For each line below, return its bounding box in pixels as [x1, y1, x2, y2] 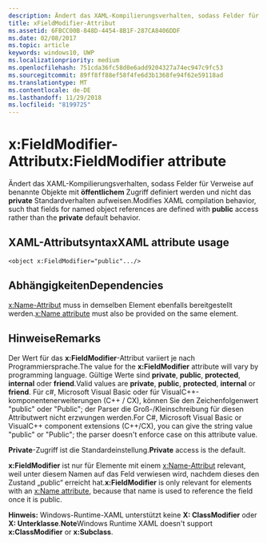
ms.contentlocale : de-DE [8, 86, 91, 94]
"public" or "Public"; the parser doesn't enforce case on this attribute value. [8, 429, 258, 439]
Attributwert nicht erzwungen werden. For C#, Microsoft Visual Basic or [8, 413, 242, 422]
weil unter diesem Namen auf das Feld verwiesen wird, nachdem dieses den [8, 469, 260, 478]
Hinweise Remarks [8, 332, 102, 345]
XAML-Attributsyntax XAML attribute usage [8, 236, 229, 250]
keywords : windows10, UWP [8, 49, 94, 57]
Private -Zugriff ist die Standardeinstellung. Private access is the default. [8, 445, 246, 454]
